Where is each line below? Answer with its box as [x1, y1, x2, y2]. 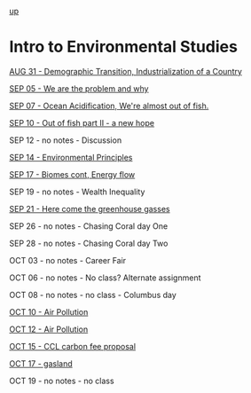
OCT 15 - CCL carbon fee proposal [9, 341, 136, 351]
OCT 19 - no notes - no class [9, 375, 114, 386]
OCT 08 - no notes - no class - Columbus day [9, 289, 177, 300]
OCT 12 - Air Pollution [9, 324, 89, 334]
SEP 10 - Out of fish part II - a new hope [9, 117, 155, 128]
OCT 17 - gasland [9, 358, 73, 369]
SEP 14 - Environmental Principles [9, 152, 133, 162]
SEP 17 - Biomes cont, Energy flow [9, 169, 136, 179]
